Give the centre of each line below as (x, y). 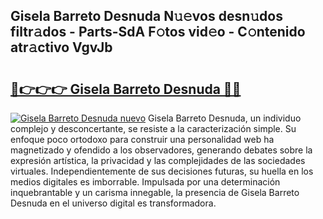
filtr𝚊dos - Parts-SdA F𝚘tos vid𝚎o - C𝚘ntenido (158, 32)
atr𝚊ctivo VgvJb (61, 47)
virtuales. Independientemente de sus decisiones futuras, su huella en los (162, 171)
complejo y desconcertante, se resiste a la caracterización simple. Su (153, 128)
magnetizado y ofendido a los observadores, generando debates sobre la (161, 150)
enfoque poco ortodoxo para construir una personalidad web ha (142, 139)
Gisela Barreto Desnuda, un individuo (225, 118)
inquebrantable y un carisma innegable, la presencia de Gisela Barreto (155, 192)
